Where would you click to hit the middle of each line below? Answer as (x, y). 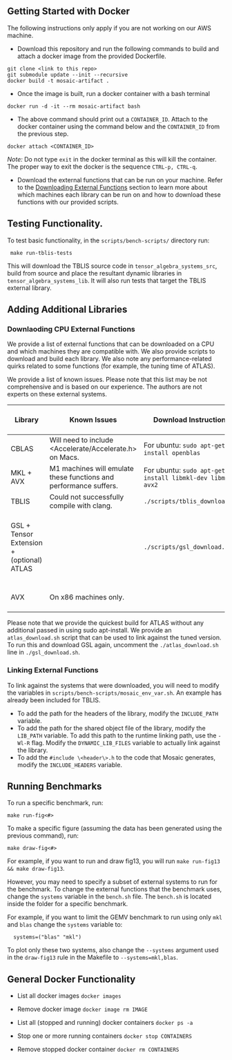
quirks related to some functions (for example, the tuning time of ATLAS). (111, 366)
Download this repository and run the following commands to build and (118, 48)
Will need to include (81, 440)
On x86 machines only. (87, 597)
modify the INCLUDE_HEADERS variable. (70, 764)
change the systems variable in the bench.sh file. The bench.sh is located (109, 896)
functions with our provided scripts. (68, 202)
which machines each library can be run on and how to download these (119, 194)
